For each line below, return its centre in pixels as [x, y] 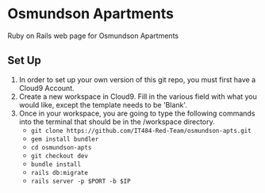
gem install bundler [65, 139]
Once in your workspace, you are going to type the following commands [137, 113]
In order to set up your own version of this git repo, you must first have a [137, 79]
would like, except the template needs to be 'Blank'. [103, 104]
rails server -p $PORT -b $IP [81, 181]
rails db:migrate [60, 172]
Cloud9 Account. [46, 88]
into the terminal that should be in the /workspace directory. [117, 121]
